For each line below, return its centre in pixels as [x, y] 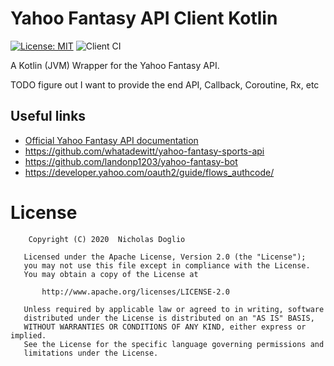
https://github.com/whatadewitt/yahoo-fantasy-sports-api [144, 151]
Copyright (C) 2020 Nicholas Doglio [107, 239]
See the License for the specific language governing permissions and [174, 344]
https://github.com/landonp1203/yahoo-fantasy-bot [131, 161]
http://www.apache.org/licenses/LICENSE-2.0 [135, 292]
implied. [28, 335]
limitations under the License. [91, 353]
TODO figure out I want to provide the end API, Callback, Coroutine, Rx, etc [165, 84]
